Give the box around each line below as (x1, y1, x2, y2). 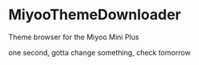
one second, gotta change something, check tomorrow (8, 47, 191, 57)
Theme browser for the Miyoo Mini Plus (8, 32, 139, 42)
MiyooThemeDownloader (8, 6, 181, 24)
